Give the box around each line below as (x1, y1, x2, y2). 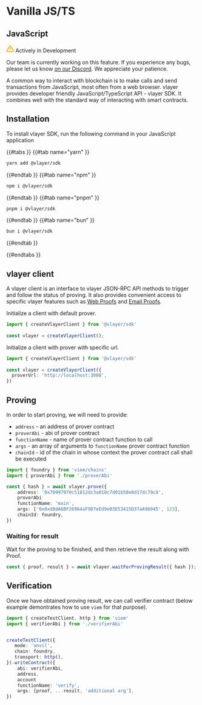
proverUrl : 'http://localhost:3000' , (12, 372, 107, 378)
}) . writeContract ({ (6, 660, 56, 666)
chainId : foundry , (17, 512, 64, 518)
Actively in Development (15, 47, 76, 54)
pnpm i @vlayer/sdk (6, 206, 56, 212)
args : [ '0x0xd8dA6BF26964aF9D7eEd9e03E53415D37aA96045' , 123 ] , (17, 506, 181, 512)
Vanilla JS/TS (6, 4, 76, 18)
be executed (15, 455, 47, 462)
